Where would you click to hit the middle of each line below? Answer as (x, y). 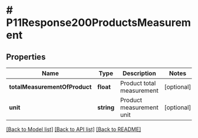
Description (139, 73)
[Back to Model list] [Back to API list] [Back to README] (74, 129)
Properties (26, 57)
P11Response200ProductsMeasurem (99, 23)
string (106, 107)
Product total (138, 83)
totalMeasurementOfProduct (50, 87)
